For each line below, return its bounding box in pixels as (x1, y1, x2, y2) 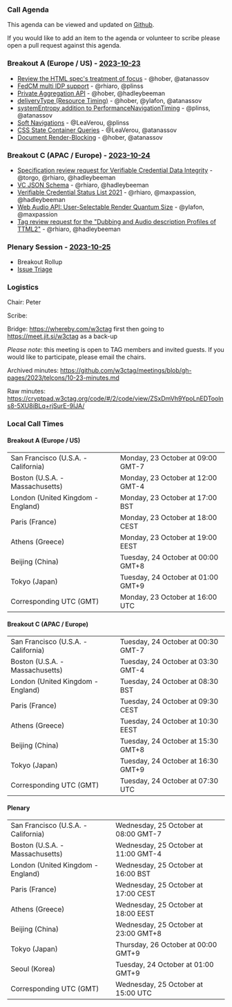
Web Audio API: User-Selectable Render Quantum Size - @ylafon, (17, 203, 205, 211)
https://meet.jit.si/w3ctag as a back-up (7, 332, 117, 340)
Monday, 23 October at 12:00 (119, 472, 217, 482)
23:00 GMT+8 (115, 929, 162, 939)
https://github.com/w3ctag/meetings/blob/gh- (59, 367, 192, 375)
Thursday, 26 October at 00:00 (115, 940, 217, 950)
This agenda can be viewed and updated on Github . (7, 21, 155, 29)
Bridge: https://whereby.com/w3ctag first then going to (7, 325, 164, 333)
